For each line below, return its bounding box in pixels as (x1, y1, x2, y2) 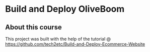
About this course (5, 23, 62, 31)
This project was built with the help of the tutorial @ (5, 36, 111, 42)
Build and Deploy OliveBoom (5, 3, 125, 15)
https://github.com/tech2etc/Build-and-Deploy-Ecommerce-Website (5, 41, 146, 47)
